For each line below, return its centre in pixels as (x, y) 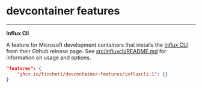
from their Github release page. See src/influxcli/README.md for (86, 51)
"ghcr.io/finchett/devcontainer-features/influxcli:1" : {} (93, 74)
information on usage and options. (49, 57)
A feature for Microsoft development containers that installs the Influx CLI (97, 45)
